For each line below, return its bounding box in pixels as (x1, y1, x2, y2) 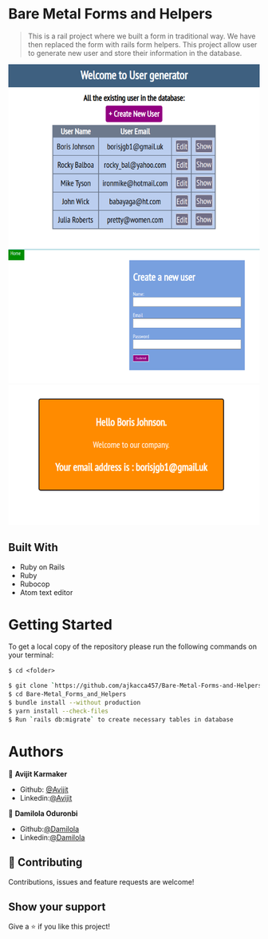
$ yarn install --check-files (8, 707, 109, 716)
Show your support (8, 900, 106, 913)
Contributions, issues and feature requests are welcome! (8, 877, 195, 886)
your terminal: (8, 650, 54, 660)
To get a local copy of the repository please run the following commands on (8, 641, 258, 652)
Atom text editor (19, 587, 73, 597)
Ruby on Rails (19, 561, 65, 572)
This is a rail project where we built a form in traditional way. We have (27, 31, 256, 41)
